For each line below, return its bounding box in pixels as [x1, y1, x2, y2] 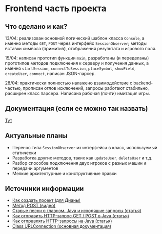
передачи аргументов [12, 165, 59, 171]
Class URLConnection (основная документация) [12, 223, 111, 229]
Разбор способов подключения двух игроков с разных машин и [12, 160, 146, 166]
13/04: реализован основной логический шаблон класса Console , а [5, 35, 145, 41]
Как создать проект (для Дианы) [12, 197, 81, 203]
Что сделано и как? [5, 22, 67, 31]
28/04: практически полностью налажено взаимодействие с [5, 80, 133, 86]
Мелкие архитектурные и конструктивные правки [12, 170, 117, 176]
